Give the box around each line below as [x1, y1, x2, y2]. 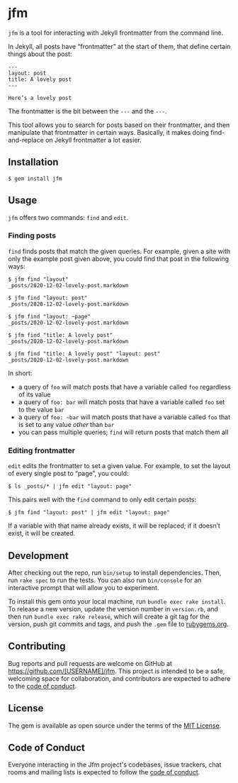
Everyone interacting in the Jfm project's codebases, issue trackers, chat [8, 760, 222, 769]
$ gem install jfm [8, 175, 62, 182]
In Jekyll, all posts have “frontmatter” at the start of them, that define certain [8, 42, 231, 50]
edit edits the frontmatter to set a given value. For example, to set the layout [8, 462, 231, 470]
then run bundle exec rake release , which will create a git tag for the [8, 612, 210, 621]
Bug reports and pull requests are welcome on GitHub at [8, 659, 173, 667]
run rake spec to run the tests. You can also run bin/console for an [8, 576, 202, 584]
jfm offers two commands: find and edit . [8, 213, 129, 221]
